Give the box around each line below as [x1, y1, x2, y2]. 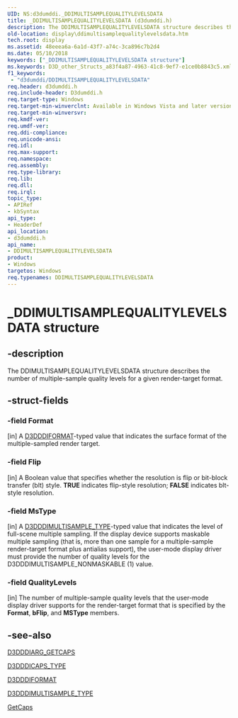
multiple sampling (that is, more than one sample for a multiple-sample [7, 537, 214, 546]
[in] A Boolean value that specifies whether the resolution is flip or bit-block [7, 473, 228, 482]
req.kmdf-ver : [7, 116, 50, 123]
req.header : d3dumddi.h [7, 83, 78, 90]
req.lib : [7, 175, 33, 182]
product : [7, 254, 33, 262]
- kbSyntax [7, 208, 40, 215]
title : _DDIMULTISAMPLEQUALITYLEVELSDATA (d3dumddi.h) [7, 17, 173, 24]
